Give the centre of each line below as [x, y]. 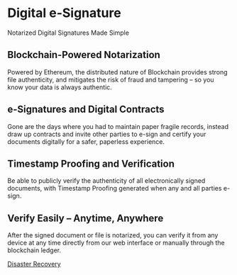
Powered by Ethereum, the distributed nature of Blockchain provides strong [117, 72]
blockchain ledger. [34, 250]
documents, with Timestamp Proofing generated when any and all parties [115, 189]
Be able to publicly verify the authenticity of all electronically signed [106, 181]
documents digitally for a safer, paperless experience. [86, 141]
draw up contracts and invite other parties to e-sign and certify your [107, 134]
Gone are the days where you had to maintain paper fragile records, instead [118, 126]
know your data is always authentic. [60, 87]
